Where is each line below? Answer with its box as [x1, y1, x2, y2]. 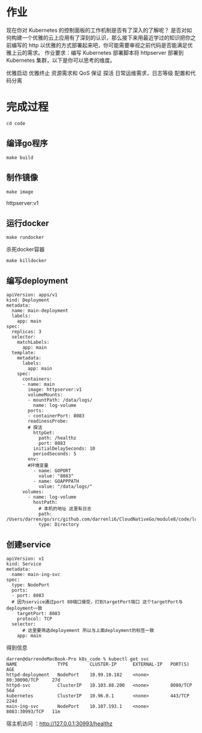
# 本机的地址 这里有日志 [38, 506, 92, 512]
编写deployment [6, 275, 69, 286]
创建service [6, 539, 51, 550]
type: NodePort [11, 581, 50, 588]
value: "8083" [38, 473, 74, 479]
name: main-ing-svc [11, 571, 61, 577]
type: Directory [38, 521, 79, 528]
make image [6, 189, 34, 195]
